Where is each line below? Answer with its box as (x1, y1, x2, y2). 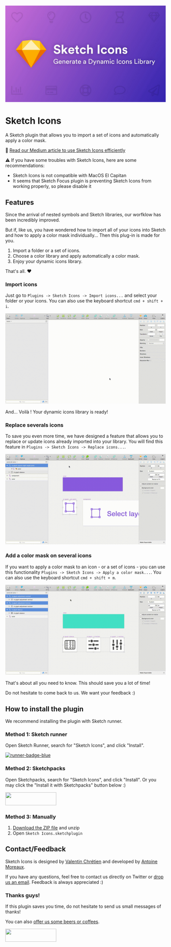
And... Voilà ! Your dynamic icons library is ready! (5, 408, 108, 415)
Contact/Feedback (5, 845, 66, 853)
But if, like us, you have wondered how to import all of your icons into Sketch (5, 227, 166, 233)
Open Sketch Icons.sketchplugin (12, 830, 83, 837)
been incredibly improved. (5, 217, 60, 223)
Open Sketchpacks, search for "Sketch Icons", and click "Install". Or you (5, 776, 157, 783)
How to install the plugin (5, 705, 84, 713)
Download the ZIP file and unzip (12, 825, 80, 831)
